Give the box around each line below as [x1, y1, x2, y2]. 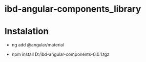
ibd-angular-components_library [4, 3, 141, 15]
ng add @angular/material [11, 42, 64, 48]
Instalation [4, 26, 49, 37]
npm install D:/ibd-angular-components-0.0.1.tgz [11, 51, 110, 57]
